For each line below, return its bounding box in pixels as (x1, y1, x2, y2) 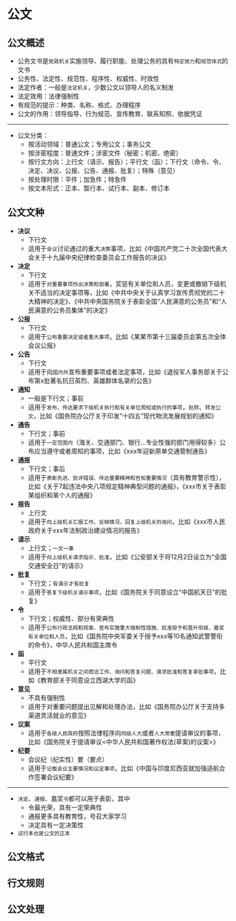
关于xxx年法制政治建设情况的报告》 (40, 526, 143, 534)
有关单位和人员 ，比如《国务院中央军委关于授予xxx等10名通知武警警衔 (27, 631, 223, 640)
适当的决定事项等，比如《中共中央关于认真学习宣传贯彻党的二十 (40, 288, 225, 297)
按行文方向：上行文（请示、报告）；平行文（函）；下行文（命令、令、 (27, 158, 225, 166)
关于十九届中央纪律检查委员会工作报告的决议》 (34, 253, 170, 261)
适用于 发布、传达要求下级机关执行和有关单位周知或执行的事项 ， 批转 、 (27, 402, 206, 411)
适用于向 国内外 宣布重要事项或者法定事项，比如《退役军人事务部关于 (27, 367, 223, 376)
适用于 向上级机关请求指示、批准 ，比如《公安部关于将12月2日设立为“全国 (27, 552, 227, 561)
